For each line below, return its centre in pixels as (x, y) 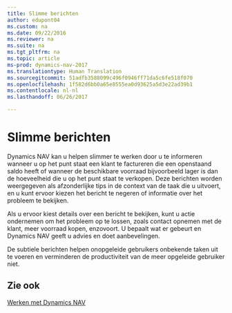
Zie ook (23, 286)
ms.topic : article (33, 59)
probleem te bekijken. (38, 200)
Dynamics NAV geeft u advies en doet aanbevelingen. (84, 236)
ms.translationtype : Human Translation (65, 71)
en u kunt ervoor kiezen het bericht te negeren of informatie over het (105, 193)
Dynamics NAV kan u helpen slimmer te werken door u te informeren (105, 156)
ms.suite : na (26, 46)
